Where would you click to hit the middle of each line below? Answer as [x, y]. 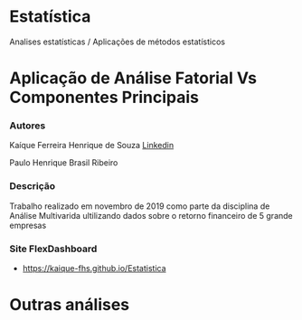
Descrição [33, 186]
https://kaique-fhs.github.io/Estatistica [94, 268]
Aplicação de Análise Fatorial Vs [133, 78]
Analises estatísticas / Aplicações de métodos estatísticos [118, 42]
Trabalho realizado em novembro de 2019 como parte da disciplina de [140, 206]
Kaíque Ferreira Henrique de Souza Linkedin [92, 146]
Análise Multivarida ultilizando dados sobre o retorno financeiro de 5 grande [151, 215]
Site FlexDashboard [53, 249]
